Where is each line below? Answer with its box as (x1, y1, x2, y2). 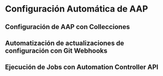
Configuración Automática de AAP (5, 3, 148, 15)
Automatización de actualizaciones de (5, 39, 124, 47)
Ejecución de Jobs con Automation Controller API (5, 63, 159, 71)
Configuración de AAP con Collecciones (5, 23, 130, 31)
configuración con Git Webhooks (5, 46, 107, 55)
